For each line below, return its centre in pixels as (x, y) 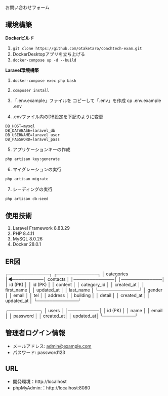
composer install (31, 90)
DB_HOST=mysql (20, 126)
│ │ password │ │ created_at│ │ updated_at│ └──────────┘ (72, 316)
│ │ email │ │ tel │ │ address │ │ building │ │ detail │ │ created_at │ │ (78, 295)
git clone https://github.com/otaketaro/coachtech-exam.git (77, 48)
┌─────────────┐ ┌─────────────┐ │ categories (67, 274)
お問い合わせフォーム (27, 7)
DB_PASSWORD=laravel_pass (32, 139)
